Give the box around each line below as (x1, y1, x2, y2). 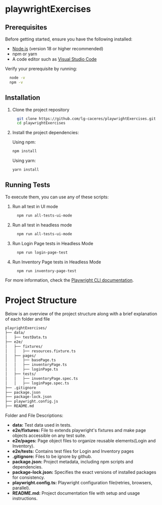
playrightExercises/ (5, 325, 48, 331)
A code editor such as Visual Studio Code (12, 56, 97, 62)
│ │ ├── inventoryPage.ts (5, 362, 67, 367)
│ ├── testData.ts (5, 335, 48, 340)
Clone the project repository (12, 107, 70, 112)
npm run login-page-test (17, 250, 68, 255)
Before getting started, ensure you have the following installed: (5, 36, 133, 42)
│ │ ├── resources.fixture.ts (5, 349, 76, 354)
